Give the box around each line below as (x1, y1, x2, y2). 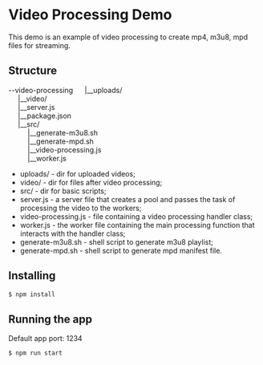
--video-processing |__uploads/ (8, 85, 123, 95)
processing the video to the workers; (19, 203, 142, 213)
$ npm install (8, 290, 56, 298)
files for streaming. (8, 40, 71, 50)
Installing (8, 269, 56, 282)
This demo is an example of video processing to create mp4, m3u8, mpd (8, 32, 249, 42)
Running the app (8, 312, 92, 326)
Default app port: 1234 (8, 334, 83, 343)
